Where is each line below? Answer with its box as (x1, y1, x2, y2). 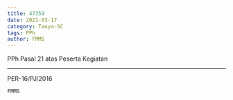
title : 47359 (7, 10, 45, 17)
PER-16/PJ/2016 (7, 74, 53, 83)
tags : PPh (7, 29, 36, 37)
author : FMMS (7, 36, 45, 43)
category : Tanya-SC (7, 23, 64, 30)
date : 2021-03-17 (7, 17, 58, 23)
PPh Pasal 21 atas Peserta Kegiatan (7, 54, 108, 63)
